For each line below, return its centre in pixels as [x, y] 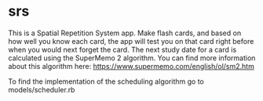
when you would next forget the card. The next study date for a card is [122, 49]
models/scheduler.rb [42, 89]
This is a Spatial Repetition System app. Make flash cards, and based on [125, 33]
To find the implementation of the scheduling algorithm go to [106, 81]
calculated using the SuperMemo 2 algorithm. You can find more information [132, 58]
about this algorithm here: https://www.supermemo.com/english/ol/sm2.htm [131, 66]
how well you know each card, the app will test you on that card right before [131, 41]
